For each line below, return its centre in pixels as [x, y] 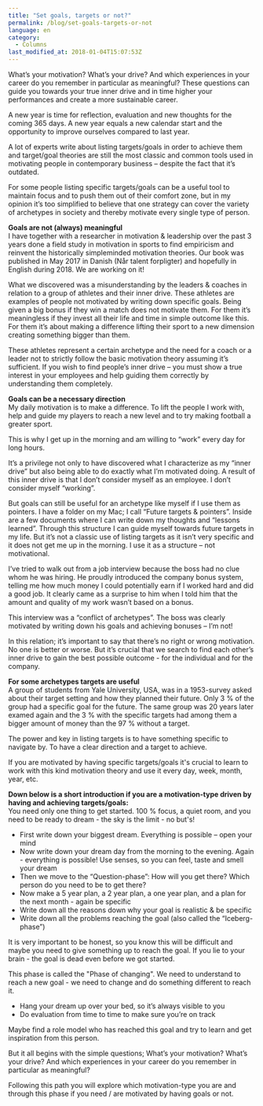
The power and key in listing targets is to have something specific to [119, 739]
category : [24, 37]
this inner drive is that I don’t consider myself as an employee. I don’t [120, 480]
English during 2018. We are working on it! [77, 269]
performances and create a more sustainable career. [93, 100]
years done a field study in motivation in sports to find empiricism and [121, 244]
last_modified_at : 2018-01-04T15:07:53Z [75, 52]
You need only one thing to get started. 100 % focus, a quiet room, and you [130, 811]
